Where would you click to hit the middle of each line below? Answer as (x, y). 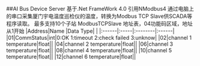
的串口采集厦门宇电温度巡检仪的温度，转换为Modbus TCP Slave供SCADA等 (99, 16)
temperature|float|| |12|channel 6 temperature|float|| (71, 56)
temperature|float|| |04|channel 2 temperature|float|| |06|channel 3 (89, 44)
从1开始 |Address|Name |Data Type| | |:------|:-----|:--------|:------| (90, 31)
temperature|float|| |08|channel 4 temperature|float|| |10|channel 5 (89, 50)
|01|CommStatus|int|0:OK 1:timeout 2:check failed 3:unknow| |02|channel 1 (99, 38)
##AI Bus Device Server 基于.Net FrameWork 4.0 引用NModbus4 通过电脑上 (100, 9)
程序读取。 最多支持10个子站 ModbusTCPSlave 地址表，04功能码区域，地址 (100, 23)
